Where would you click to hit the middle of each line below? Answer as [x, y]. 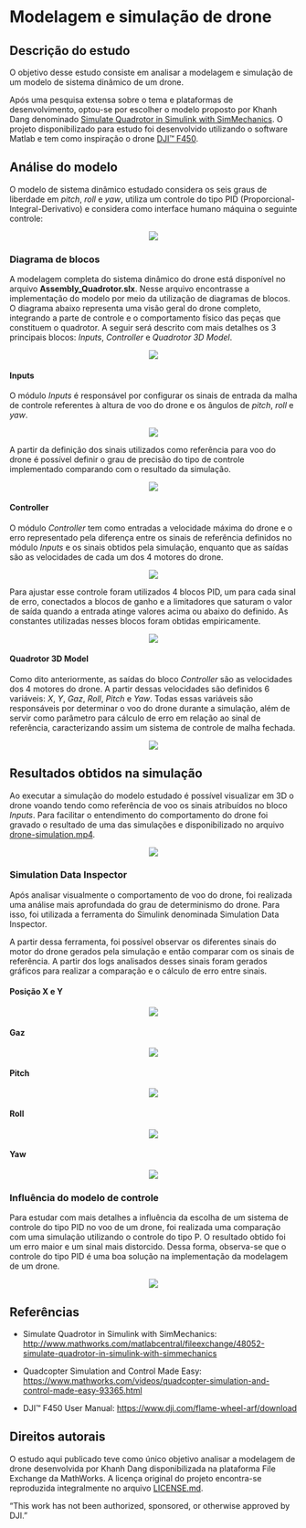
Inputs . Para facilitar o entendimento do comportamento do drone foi [139, 815]
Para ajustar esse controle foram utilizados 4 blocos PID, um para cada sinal [153, 592]
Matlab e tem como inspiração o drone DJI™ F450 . [104, 138]
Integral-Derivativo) [46, 208]
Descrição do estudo [70, 51]
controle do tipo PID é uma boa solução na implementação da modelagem [149, 1257]
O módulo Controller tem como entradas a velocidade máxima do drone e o [151, 528]
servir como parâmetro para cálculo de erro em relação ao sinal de [135, 718]
